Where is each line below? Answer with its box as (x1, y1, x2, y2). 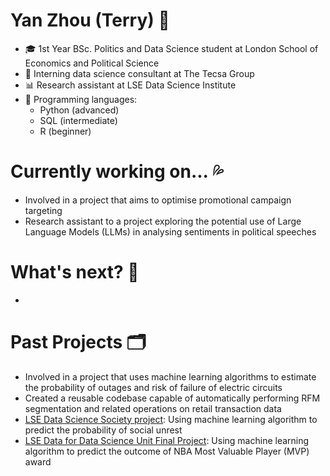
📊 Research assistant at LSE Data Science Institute (24, 79, 237, 91)
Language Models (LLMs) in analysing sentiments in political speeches (24, 225, 317, 238)
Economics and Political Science (24, 57, 160, 69)
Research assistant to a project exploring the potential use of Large (24, 215, 302, 227)
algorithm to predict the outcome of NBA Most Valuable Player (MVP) (24, 445, 310, 457)
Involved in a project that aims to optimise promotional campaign (24, 194, 292, 206)
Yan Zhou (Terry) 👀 (10, 9, 170, 32)
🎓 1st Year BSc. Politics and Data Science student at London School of (24, 42, 319, 54)
